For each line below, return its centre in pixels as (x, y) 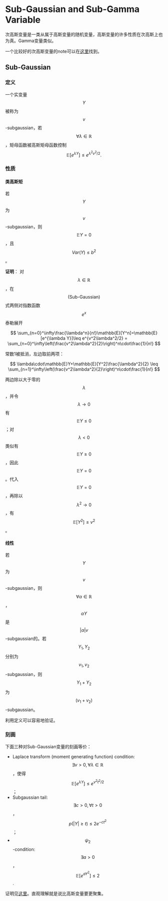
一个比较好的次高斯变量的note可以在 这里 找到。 (54, 51)
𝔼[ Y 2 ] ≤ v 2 (84, 521)
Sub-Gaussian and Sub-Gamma (72, 9)
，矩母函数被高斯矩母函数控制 (36, 145)
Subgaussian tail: (30, 797)
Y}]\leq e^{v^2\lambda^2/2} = (97, 338)
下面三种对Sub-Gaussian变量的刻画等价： (48, 746)
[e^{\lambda (53, 338)
